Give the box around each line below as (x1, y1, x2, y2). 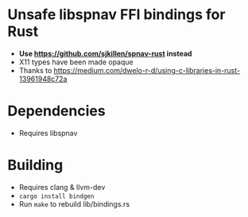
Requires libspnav (18, 128, 78, 138)
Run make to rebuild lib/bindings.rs (18, 199, 130, 208)
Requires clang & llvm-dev (18, 182, 106, 192)
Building (7, 157, 64, 174)
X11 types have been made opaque (18, 57, 134, 67)
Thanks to (18, 65, 52, 75)
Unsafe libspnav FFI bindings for (7, 6, 226, 24)
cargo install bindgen (18, 192, 95, 200)
